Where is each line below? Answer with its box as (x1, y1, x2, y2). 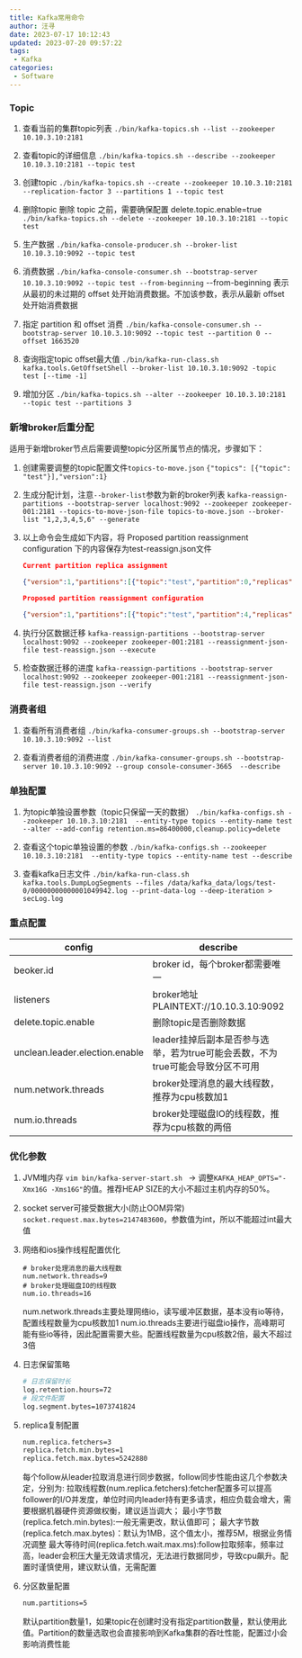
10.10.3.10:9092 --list (22, 735, 112, 744)
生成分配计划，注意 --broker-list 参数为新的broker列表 (22, 490, 226, 500)
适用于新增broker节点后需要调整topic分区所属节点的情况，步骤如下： (9, 443, 265, 455)
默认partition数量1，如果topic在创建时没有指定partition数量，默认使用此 (22, 1617, 288, 1627)
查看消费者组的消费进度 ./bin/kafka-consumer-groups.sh (22, 752, 233, 763)
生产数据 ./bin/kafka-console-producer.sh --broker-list (22, 239, 238, 250)
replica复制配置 (22, 1419, 80, 1430)
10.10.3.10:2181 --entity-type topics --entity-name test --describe (22, 852, 293, 861)
